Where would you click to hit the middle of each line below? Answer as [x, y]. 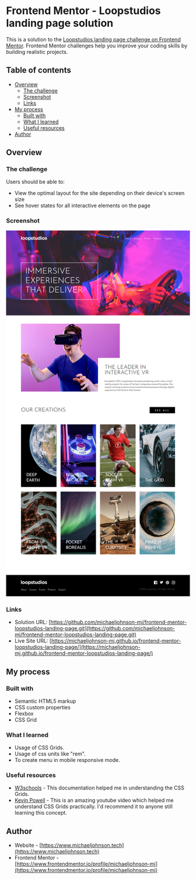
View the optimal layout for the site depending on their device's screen [99, 193]
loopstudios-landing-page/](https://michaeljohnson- [78, 647]
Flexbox [24, 713]
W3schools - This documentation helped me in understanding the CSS [99, 788]
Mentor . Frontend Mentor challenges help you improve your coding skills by [97, 46]
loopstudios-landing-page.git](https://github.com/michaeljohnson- [95, 629]
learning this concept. [41, 813]
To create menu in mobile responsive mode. [67, 760]
